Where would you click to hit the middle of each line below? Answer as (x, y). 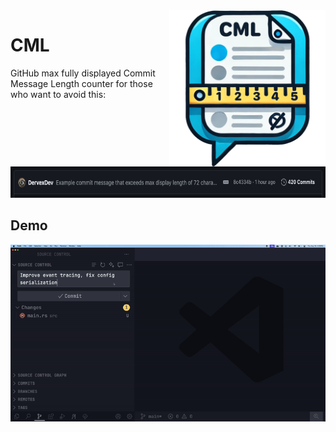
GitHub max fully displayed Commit (83, 73)
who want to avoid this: (58, 94)
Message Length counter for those (81, 83)
